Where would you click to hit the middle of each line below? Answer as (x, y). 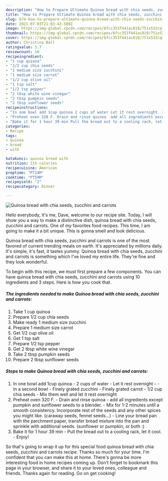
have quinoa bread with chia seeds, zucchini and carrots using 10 (73, 277)
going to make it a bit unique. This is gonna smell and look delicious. (76, 231)
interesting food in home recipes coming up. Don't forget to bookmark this (82, 462)
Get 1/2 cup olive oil (33, 333)
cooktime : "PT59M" (25, 177)
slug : (11, 19)
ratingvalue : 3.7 (24, 47)
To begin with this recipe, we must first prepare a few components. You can (84, 272)
